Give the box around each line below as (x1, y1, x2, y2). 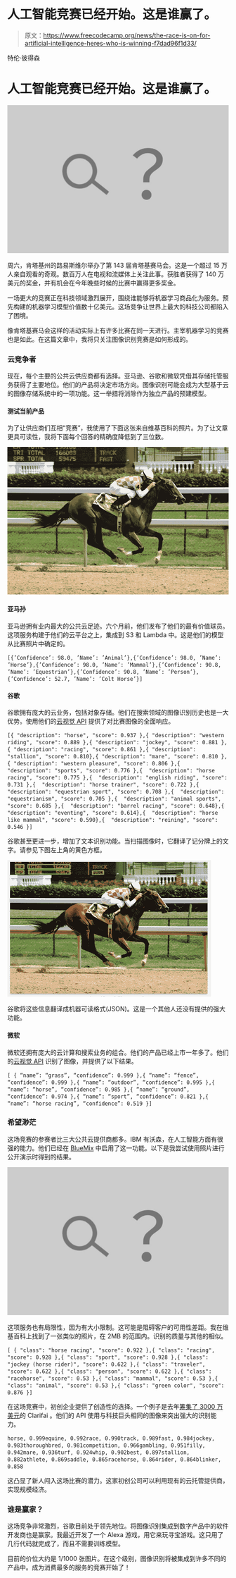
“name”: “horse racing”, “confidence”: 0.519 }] (7, 1100, 152, 1107)
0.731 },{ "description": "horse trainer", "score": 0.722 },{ (7, 782, 199, 789)
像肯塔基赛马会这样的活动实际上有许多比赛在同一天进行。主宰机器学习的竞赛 (7, 326, 229, 335)
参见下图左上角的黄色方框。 (25, 846, 106, 854)
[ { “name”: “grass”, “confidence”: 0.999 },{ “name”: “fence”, (7, 1072, 199, 1079)
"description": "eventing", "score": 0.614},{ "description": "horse (7, 810, 218, 817)
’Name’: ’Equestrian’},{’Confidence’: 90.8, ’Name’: (7, 669, 165, 676)
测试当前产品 (7, 407, 44, 415)
